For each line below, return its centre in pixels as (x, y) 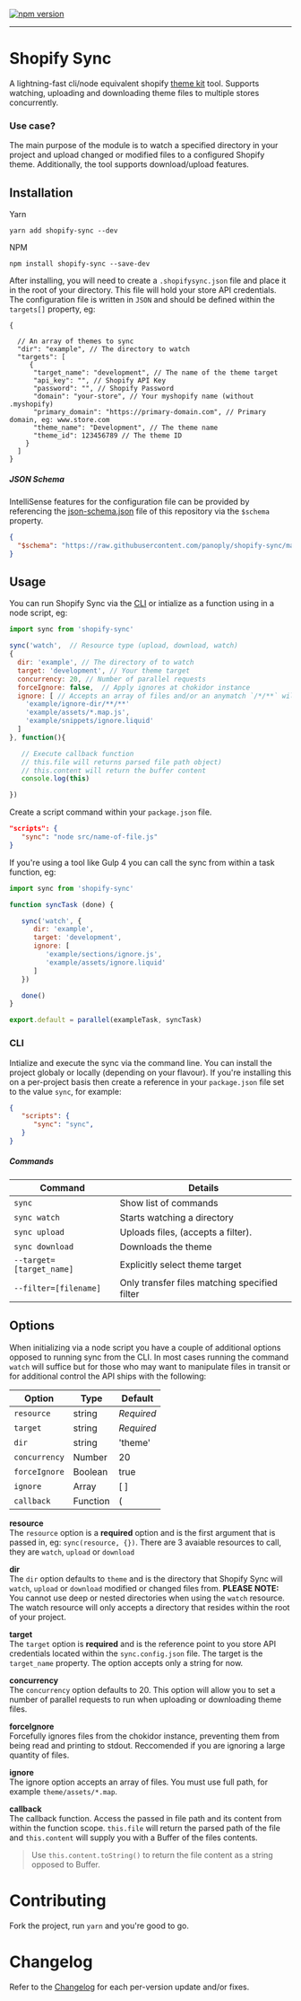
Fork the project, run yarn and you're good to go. (99, 1926)
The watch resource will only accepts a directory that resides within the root (150, 1607)
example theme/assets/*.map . (64, 1791)
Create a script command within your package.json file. (111, 812)
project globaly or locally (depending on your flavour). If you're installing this (150, 1072)
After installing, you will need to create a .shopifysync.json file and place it (148, 281)
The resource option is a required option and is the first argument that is (142, 1532)
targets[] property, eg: (52, 309)
